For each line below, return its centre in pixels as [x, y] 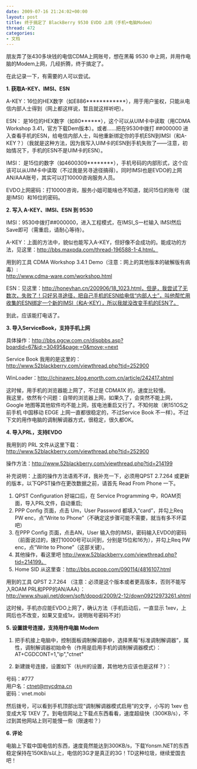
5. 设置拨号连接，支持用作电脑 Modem [52, 628]
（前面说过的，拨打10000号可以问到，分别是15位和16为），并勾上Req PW [102, 540]
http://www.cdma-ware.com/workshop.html [59, 276]
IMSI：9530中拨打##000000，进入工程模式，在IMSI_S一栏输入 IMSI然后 [94, 222]
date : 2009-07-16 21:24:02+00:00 [47, 11]
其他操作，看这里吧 [38, 554]
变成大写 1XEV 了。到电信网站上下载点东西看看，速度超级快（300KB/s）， [95, 713]
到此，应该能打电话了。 [34, 315]
